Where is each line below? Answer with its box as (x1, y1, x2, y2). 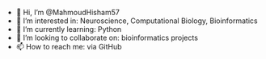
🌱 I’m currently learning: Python (15, 25, 122, 33)
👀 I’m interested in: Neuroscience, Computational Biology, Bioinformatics (15, 16, 258, 26)
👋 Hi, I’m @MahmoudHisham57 (15, 8, 120, 17)
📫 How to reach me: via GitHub (15, 42, 123, 51)
